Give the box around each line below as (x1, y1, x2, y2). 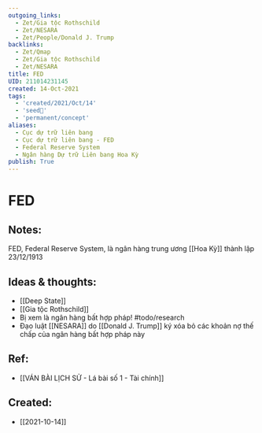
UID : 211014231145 (8, 77, 68, 85)
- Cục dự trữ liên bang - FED (15, 135, 114, 144)
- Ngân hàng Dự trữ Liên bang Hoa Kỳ (15, 150, 139, 158)
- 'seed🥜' (15, 107, 47, 115)
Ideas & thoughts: (8, 275, 97, 288)
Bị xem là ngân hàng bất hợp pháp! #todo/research (19, 313, 185, 322)
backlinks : (8, 41, 44, 49)
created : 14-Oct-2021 (8, 84, 79, 93)
